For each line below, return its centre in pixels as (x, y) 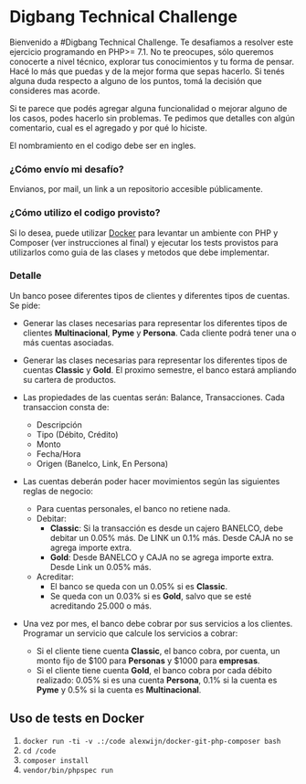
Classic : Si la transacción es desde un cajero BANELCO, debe (166, 528)
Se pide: (25, 305)
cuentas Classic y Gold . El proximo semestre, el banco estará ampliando (159, 370)
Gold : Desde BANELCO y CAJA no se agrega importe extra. (162, 557)
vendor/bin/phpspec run (68, 770)
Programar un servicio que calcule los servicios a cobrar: (130, 633)
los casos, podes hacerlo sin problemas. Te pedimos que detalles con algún (152, 118)
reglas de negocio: (58, 491)
